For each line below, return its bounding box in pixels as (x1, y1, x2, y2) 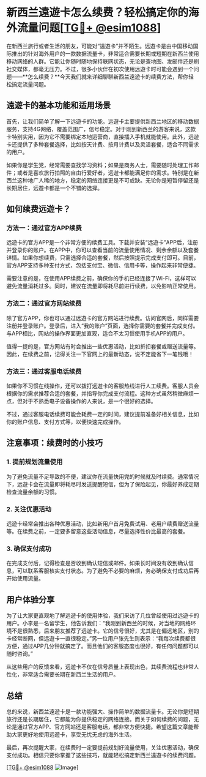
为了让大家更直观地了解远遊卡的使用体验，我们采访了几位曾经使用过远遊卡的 (6, 612, 199, 619)
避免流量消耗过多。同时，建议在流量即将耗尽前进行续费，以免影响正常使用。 (6, 282, 199, 290)
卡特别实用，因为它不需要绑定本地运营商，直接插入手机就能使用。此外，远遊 (6, 133, 199, 140)
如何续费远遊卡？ (6, 204, 71, 214)
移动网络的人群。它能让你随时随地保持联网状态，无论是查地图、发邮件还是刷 (6, 58, 199, 65)
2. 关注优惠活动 (6, 505, 52, 513)
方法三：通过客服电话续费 (6, 367, 82, 375)
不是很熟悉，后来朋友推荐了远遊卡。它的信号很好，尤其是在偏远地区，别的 (11, 627, 199, 634)
